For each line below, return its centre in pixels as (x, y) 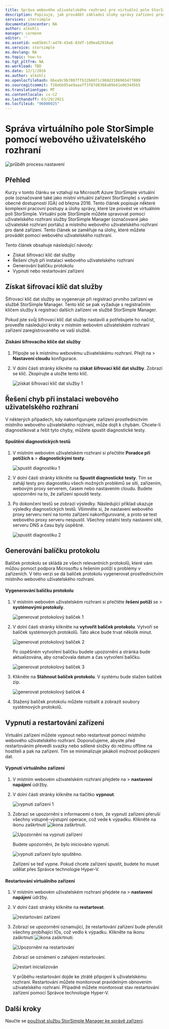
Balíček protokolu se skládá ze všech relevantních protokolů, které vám (79, 563)
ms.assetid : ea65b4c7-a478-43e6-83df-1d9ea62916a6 (59, 43)
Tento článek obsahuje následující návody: (49, 245)
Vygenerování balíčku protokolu (39, 591)
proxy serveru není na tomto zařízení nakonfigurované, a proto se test (85, 514)
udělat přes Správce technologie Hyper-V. (56, 869)
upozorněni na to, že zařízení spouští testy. (57, 494)
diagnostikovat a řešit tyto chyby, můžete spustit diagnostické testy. (75, 430)
